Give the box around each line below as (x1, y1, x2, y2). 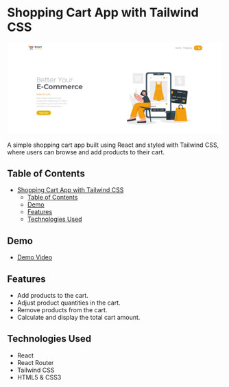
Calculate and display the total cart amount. (16, 314, 141, 321)
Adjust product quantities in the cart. (16, 298, 121, 307)
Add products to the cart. (16, 292, 88, 299)
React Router (16, 358, 54, 366)
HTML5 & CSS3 (16, 373, 62, 382)
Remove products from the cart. (16, 306, 108, 314)
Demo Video (16, 253, 53, 261)
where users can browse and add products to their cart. (7, 148, 165, 156)
